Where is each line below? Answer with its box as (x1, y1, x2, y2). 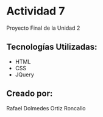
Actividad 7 (6, 4, 65, 18)
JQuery (15, 71, 35, 78)
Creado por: (6, 89, 53, 99)
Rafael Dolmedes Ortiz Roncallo (6, 104, 86, 112)
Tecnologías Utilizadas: (6, 42, 98, 52)
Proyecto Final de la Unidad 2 (6, 24, 80, 32)
